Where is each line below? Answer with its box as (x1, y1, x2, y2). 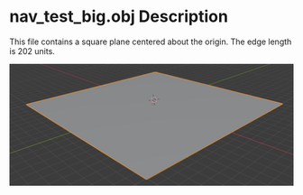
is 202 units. (9, 45, 56, 56)
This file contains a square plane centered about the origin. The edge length (9, 36, 292, 47)
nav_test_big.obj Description (9, 6, 228, 27)
